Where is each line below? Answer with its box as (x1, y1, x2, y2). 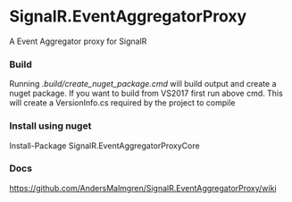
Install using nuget (9, 120, 92, 132)
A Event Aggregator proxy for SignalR (9, 36, 147, 46)
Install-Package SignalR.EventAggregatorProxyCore (9, 140, 200, 151)
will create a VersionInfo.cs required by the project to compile (9, 97, 236, 108)
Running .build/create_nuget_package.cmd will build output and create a (9, 79, 277, 89)
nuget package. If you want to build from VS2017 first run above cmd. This (9, 88, 283, 99)
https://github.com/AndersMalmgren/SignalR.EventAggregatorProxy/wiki (9, 182, 277, 193)
